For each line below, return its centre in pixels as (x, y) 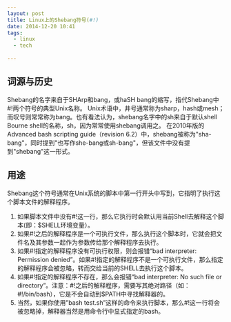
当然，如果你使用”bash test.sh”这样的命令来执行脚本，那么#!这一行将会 (119, 302)
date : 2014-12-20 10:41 (41, 26)
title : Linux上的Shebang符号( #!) (53, 20)
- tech (23, 46)
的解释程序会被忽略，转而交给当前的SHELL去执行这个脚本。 (102, 268)
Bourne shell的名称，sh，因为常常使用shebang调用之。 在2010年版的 (106, 125)
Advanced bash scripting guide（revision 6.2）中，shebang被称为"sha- (109, 134)
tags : (15, 33)
